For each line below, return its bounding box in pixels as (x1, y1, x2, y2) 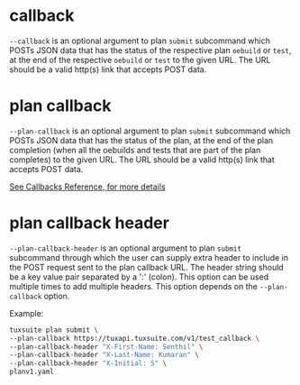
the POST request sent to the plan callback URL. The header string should (9, 261, 284, 272)
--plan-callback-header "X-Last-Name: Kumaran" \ (9, 351, 200, 360)
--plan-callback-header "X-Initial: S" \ (9, 359, 168, 368)
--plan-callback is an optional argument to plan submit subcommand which (9, 125, 291, 136)
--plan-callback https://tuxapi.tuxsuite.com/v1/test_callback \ (9, 334, 259, 343)
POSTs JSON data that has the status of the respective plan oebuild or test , (9, 44, 292, 55)
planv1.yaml (9, 367, 54, 377)
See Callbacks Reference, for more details (9, 181, 166, 192)
